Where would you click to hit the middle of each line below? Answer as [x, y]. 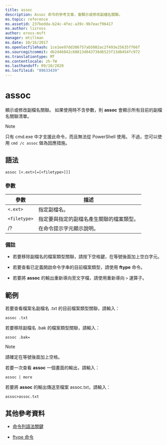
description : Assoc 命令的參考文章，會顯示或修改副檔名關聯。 [64, 15]
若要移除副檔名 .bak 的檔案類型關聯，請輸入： [53, 328]
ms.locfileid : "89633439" [32, 71]
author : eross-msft [26, 33]
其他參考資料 [25, 413]
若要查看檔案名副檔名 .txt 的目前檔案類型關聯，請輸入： [62, 308]
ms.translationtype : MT [30, 57]
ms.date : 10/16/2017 [27, 43]
